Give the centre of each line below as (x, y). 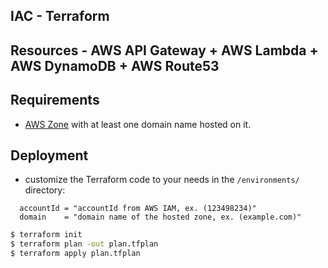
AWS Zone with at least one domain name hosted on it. (138, 124)
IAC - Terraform (60, 16)
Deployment (49, 155)
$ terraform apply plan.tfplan (75, 254)
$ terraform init (46, 235)
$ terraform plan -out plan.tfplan (84, 244)
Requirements (55, 100)
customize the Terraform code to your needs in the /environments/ (162, 180)
